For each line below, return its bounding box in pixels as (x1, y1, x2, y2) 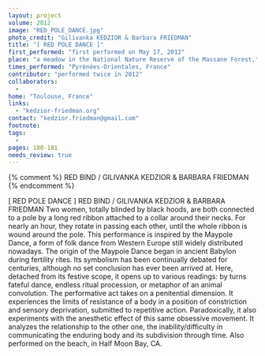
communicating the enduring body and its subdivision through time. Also (8, 331, 244, 340)
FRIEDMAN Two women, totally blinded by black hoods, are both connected (8, 204, 255, 214)
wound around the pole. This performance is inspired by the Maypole (8, 230, 233, 239)
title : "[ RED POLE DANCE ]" (8, 41, 104, 49)
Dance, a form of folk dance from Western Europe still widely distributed (8, 238, 243, 248)
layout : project (8, 11, 62, 20)
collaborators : (8, 77, 58, 85)
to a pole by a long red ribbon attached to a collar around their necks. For (8, 213, 246, 223)
